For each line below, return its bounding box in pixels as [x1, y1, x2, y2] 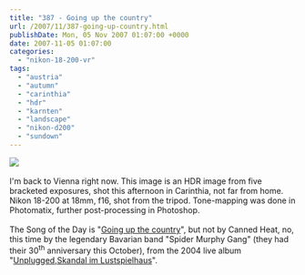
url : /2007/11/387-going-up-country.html [9, 22, 169, 31]
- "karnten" [17, 107, 64, 116]
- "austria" [17, 73, 64, 82]
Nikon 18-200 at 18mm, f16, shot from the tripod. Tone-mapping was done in [9, 195, 296, 206]
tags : [9, 65, 30, 74]
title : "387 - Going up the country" [9, 13, 153, 23]
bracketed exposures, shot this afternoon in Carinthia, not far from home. [9, 185, 284, 196]
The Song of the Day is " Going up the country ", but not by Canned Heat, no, [9, 224, 294, 235]
